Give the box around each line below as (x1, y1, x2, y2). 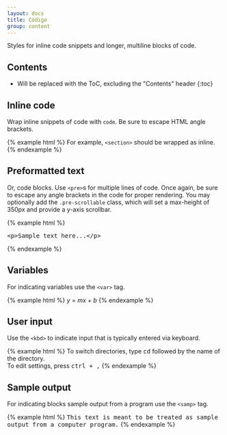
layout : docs (7, 10, 44, 17)
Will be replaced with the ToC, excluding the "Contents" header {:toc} (16, 79, 213, 88)
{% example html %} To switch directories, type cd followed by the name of (7, 347, 221, 356)
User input (7, 316, 53, 327)
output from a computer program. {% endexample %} (7, 421, 176, 429)
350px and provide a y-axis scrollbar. (7, 205, 112, 213)
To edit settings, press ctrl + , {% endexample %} (7, 362, 157, 370)
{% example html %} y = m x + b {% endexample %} (7, 296, 154, 304)
